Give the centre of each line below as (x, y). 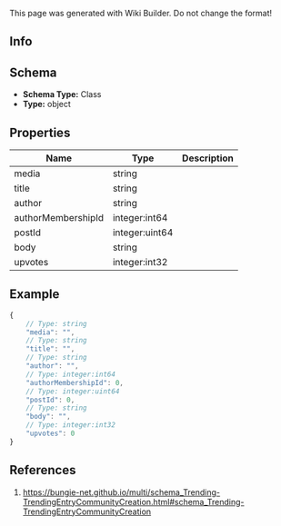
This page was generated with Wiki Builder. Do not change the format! (141, 13)
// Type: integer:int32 (71, 425)
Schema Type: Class (62, 94)
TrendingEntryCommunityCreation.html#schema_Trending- (133, 501)
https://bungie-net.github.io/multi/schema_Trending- (121, 492)
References (43, 470)
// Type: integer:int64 (71, 374)
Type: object (46, 104)
